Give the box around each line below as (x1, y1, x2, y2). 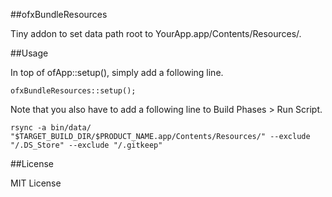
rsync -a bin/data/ (10, 123, 92, 133)
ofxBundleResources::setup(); (10, 86, 137, 96)
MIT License (10, 177, 62, 189)
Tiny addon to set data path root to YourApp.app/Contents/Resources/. (10, 28, 302, 39)
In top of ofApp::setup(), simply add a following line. (10, 67, 224, 78)
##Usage (10, 47, 49, 59)
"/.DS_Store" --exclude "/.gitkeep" (10, 140, 163, 150)
